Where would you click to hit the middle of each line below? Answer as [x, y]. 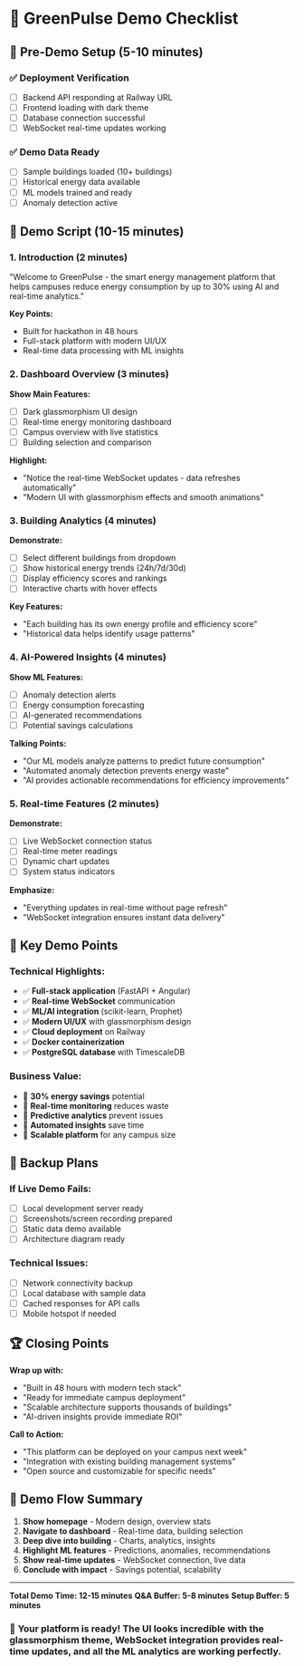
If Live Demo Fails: [51, 1189]
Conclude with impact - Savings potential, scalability [122, 1569]
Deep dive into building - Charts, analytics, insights [119, 1540]
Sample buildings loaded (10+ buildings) [97, 172]
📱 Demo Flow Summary [76, 1500]
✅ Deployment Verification [69, 78]
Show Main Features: [50, 394]
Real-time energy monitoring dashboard [97, 421]
